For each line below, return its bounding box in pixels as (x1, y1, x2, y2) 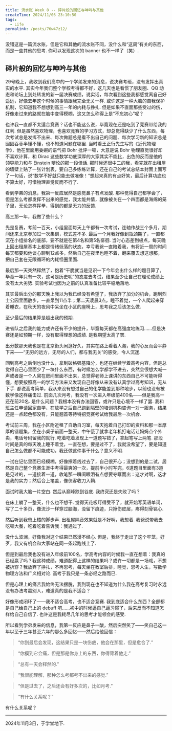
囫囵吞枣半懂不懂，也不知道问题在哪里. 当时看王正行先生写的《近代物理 (5, 140, 156, 146)
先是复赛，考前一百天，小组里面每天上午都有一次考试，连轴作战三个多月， (5, 224, 162, 230)
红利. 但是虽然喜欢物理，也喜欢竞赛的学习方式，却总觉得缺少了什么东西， (5, 127, 160, 134)
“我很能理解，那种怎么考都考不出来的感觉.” (17, 672, 109, 678)
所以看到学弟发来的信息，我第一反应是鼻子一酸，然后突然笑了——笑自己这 (5, 622, 162, 628)
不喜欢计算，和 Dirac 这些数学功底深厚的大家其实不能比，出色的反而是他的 (5, 153, 163, 159)
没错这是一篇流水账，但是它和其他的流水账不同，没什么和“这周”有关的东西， (5, 41, 166, 48)
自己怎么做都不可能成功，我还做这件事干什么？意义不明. (5, 447, 124, 453)
